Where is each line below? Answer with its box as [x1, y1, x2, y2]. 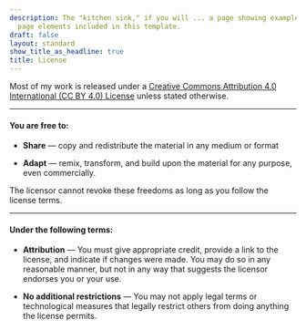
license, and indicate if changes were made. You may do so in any [22, 254, 271, 265]
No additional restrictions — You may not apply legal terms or [22, 291, 258, 302]
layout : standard [9, 38, 76, 48]
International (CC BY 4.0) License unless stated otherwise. [9, 90, 229, 101]
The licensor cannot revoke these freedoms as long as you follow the [9, 185, 269, 196]
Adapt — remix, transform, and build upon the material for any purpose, [22, 158, 293, 169]
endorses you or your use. [22, 273, 122, 284]
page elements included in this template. [17, 22, 181, 31]
